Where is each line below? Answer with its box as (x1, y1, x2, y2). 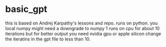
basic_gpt (5, 3, 47, 15)
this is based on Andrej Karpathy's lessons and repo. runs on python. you (5, 20, 158, 26)
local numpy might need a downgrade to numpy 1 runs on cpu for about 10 (5, 25, 160, 31)
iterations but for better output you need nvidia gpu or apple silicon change (5, 30, 161, 36)
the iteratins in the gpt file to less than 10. (5, 36, 91, 42)
